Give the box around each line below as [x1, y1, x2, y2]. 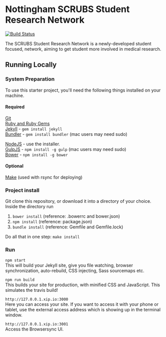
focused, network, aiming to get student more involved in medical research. [5, 46, 161, 52]
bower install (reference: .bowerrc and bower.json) [12, 213, 120, 219]
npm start [5, 258, 26, 263]
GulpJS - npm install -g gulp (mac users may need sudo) [5, 146, 126, 152]
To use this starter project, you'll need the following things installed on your [5, 87, 161, 93]
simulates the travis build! [5, 287, 58, 293]
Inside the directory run [5, 204, 54, 210]
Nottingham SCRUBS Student [5, 4, 130, 15]
